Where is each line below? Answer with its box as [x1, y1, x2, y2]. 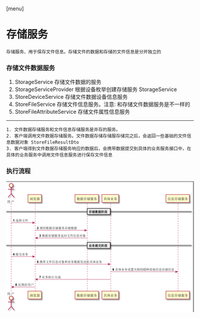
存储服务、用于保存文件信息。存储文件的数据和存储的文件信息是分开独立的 [6, 49, 162, 55]
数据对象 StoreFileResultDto [10, 139, 79, 145]
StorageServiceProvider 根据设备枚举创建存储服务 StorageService [14, 86, 177, 93]
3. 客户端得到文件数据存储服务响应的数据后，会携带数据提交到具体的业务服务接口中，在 [6, 146, 192, 152]
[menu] [6, 5, 24, 12]
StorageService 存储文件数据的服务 [14, 79, 102, 86]
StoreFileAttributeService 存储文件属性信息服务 [14, 108, 130, 116]
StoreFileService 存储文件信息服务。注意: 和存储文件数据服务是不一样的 [14, 101, 190, 108]
